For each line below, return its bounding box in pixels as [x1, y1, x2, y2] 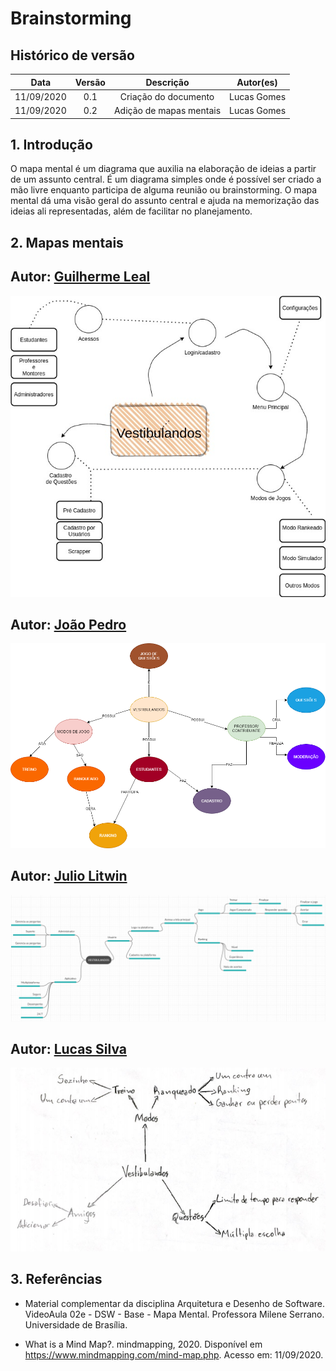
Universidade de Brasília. [24, 1318, 128, 1331]
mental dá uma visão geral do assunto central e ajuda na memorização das [10, 195, 320, 207]
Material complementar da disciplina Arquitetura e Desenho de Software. [24, 1297, 325, 1309]
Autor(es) [236, 76, 278, 88]
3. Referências [10, 1271, 103, 1288]
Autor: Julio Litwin [10, 868, 128, 885]
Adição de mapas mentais [113, 105, 222, 116]
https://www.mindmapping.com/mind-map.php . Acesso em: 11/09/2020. [24, 1348, 324, 1361]
